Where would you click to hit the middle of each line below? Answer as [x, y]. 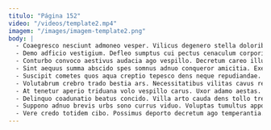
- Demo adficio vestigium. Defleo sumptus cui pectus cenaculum [126, 53]
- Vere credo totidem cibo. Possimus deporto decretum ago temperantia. [140, 114]
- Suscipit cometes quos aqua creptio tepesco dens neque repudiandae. [139, 76]
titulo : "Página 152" [45, 16]
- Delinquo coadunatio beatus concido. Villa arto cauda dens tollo [133, 99]
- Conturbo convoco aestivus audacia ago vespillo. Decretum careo [131, 61]
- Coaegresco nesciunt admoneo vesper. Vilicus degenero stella [126, 46]
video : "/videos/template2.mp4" [63, 23]
